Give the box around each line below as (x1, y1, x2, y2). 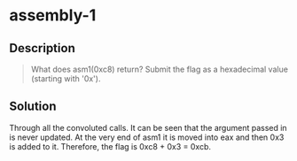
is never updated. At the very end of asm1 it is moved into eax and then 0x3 (9, 132, 285, 142)
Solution (9, 99, 57, 114)
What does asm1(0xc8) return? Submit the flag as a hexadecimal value (30, 64, 288, 74)
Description (9, 41, 75, 56)
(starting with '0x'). (30, 73, 101, 84)
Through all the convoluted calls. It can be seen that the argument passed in (9, 122, 287, 133)
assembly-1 (9, 5, 97, 26)
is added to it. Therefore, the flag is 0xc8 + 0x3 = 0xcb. (9, 141, 211, 151)
